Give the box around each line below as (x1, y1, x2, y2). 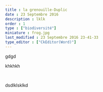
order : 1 (5, 21, 26, 26)
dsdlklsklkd (5, 82, 28, 88)
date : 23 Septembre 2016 (5, 12, 58, 17)
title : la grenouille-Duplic (5, 7, 68, 12)
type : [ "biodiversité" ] (5, 26, 56, 31)
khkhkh (5, 63, 20, 69)
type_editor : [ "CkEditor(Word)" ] (5, 40, 77, 45)
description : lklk (5, 16, 46, 21)
